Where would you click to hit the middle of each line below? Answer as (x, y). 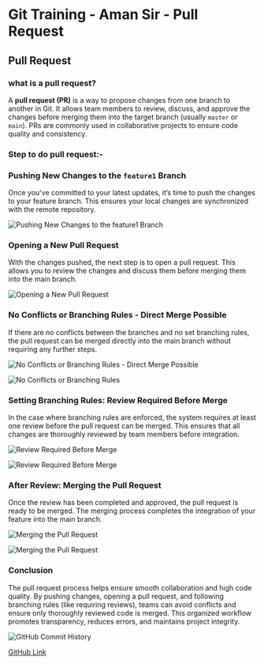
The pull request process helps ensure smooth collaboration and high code (130, 587)
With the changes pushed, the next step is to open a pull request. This (122, 262)
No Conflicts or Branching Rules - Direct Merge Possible (117, 315)
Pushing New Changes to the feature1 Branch (97, 175)
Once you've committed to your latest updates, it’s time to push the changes (132, 193)
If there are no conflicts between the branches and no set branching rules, (129, 332)
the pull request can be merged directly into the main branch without (119, 341)
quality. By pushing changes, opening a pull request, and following (116, 596)
